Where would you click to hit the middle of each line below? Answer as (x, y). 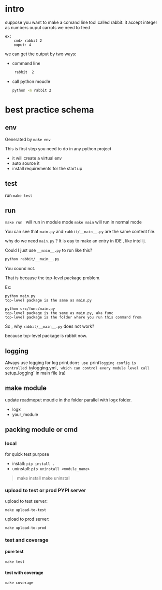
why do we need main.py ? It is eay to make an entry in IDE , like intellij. (75, 241)
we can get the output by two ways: (41, 54)
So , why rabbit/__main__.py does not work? (50, 326)
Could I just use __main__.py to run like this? (49, 250)
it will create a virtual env (37, 158)
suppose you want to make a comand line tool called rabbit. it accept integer (81, 22)
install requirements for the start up (47, 168)
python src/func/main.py (30, 309)
